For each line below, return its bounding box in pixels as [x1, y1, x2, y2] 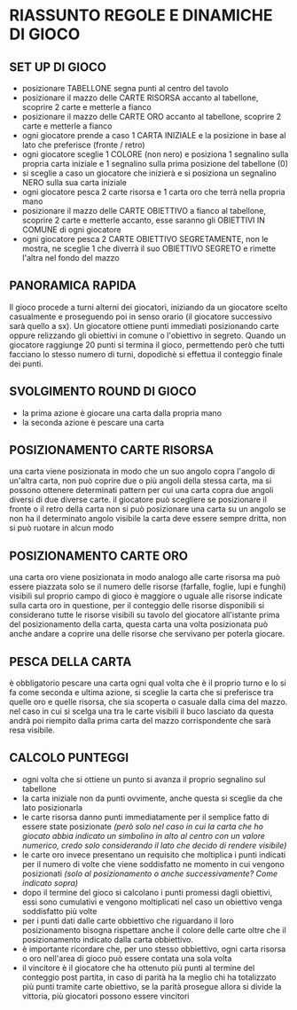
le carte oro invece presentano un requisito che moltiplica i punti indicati [21, 849, 286, 860]
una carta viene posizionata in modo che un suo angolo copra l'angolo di [9, 466, 276, 477]
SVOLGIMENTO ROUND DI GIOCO [9, 384, 197, 399]
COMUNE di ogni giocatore [21, 224, 121, 235]
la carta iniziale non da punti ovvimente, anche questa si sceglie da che [21, 793, 284, 803]
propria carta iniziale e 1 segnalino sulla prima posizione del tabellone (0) [21, 159, 289, 168]
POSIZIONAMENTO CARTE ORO [9, 548, 189, 563]
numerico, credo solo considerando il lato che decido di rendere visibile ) [21, 840, 287, 850]
